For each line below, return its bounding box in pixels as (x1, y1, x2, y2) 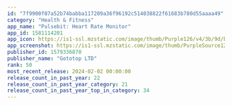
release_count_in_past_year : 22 (7, 74, 100, 82)
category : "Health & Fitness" (7, 17, 95, 23)
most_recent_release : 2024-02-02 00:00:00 (7, 68, 131, 75)
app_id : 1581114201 (7, 29, 64, 37)
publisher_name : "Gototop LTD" (7, 55, 97, 62)
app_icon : (7, 36, 36, 43)
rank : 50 (7, 61, 32, 68)
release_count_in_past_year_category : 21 (7, 81, 128, 88)
